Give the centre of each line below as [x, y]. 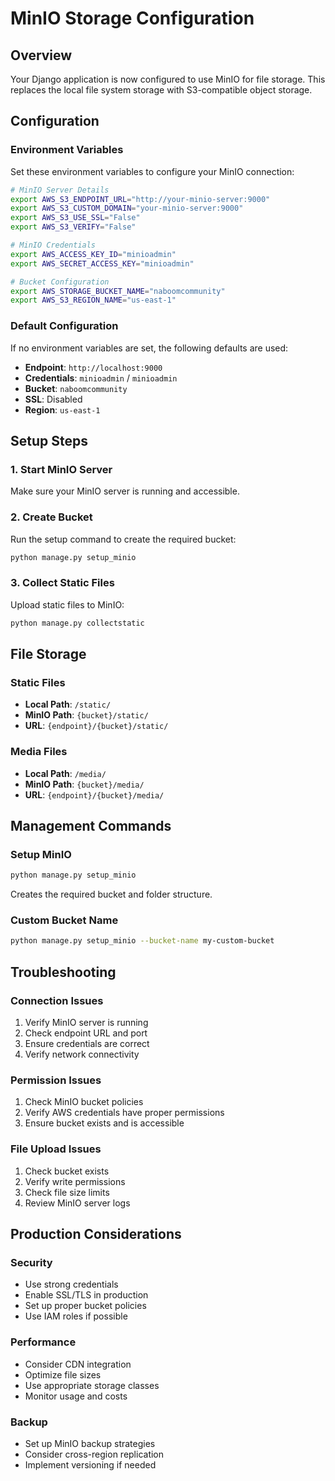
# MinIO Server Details [60, 190]
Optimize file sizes [63, 1374]
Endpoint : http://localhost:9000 [93, 367]
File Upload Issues [56, 1149]
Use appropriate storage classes [92, 1385]
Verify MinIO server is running [86, 1023]
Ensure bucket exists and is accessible [104, 1123]
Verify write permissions [75, 1181]
